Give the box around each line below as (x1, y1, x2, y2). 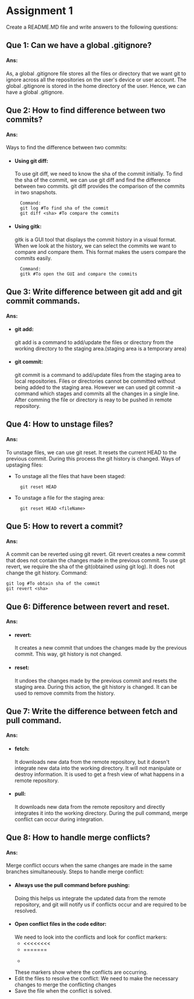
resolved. (14, 907, 37, 914)
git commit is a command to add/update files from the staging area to (14, 371, 181, 378)
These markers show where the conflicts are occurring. (14, 969, 148, 976)
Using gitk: (14, 222, 42, 229)
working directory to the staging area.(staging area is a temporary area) (14, 345, 187, 352)
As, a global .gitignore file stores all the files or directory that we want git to (6, 70, 186, 77)
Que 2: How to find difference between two (6, 105, 166, 115)
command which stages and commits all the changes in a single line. (14, 390, 179, 397)
